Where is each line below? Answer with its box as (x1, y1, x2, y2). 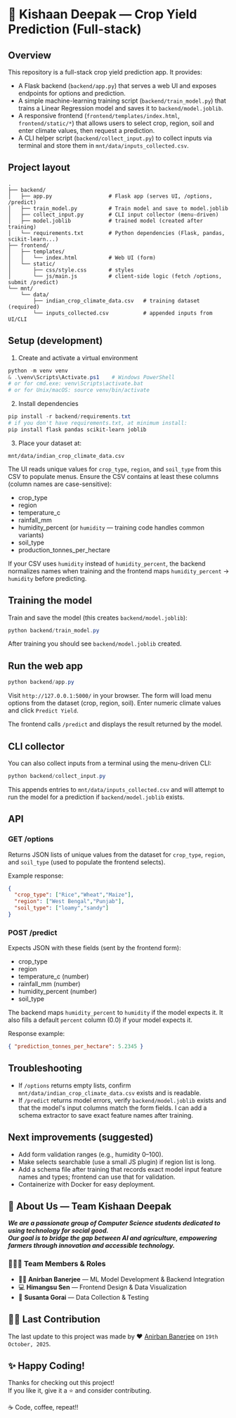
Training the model (8, 594, 92, 607)
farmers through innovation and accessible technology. (8, 1241, 175, 1250)
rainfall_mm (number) (18, 980, 81, 988)
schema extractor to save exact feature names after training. (18, 1111, 194, 1119)
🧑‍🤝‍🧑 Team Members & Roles (8, 1259, 106, 1269)
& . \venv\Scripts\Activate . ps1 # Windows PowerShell (8, 373, 175, 381)
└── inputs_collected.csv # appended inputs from (33, 309, 213, 317)
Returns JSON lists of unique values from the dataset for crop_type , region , (8, 850, 225, 859)
